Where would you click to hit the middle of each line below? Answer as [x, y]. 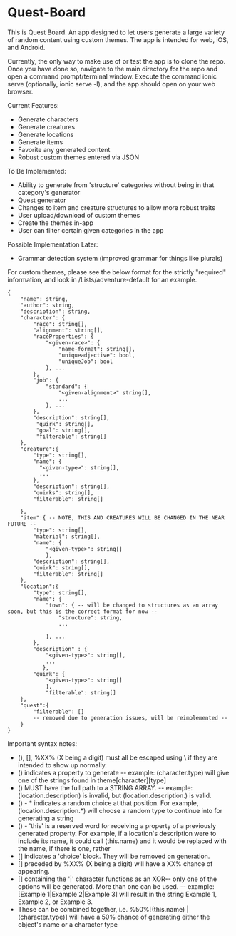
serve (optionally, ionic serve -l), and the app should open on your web [112, 84]
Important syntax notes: [42, 743]
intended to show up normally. [62, 765]
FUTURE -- [22, 524]
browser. [20, 91]
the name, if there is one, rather [64, 848]
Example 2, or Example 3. [55, 902]
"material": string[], [67, 537]
